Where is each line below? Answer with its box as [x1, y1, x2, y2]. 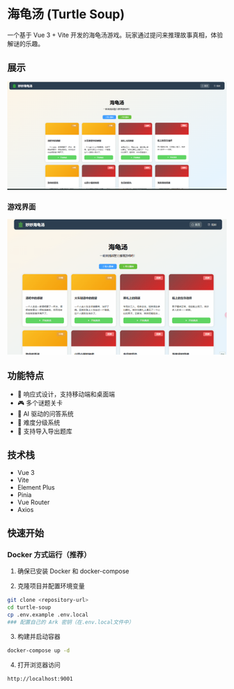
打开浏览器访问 [17, 660, 61, 669]
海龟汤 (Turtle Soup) [7, 6, 125, 22]
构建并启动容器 [17, 632, 61, 640]
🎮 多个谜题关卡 [17, 398, 63, 407]
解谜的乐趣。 [7, 39, 44, 47]
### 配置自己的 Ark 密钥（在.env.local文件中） [7, 619, 134, 626]
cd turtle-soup [7, 604, 52, 611]
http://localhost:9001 [7, 675, 73, 682]
